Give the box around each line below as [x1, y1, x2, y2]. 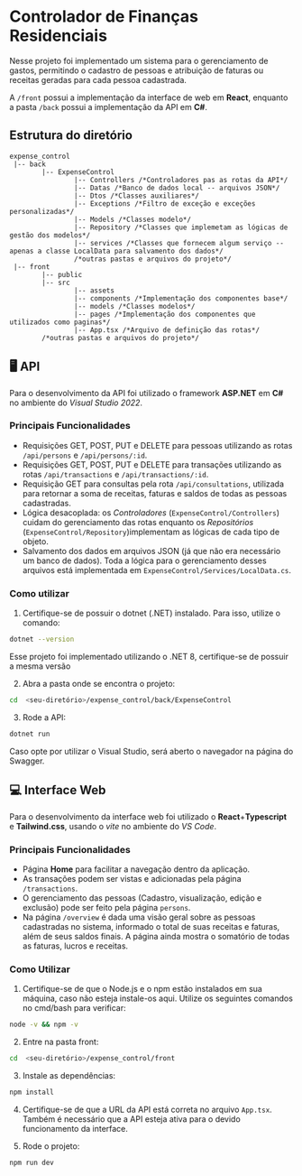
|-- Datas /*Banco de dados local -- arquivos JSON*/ [73, 183, 280, 192]
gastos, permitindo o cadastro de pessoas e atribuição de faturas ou [9, 65, 264, 76]
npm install [9, 1088, 54, 1097]
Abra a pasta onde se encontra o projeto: [22, 679, 176, 690]
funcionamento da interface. [22, 1123, 129, 1134]
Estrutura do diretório [9, 128, 133, 144]
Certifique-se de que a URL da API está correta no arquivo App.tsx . [22, 1104, 272, 1115]
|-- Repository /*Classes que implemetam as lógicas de [73, 223, 288, 232]
